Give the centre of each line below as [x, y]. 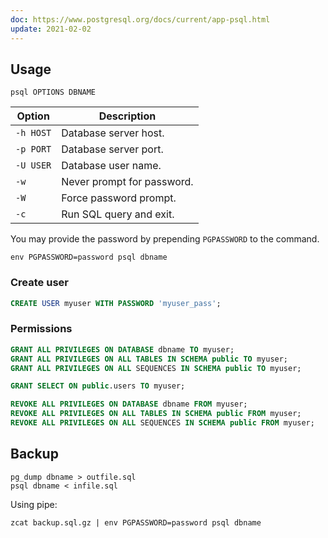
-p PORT [33, 149]
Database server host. [113, 133]
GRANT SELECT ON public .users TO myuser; [98, 386]
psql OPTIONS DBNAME [53, 92]
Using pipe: [34, 504]
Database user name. [111, 166]
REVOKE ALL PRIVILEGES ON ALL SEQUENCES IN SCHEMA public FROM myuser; [162, 423]
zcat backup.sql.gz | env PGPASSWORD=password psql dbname [136, 522]
